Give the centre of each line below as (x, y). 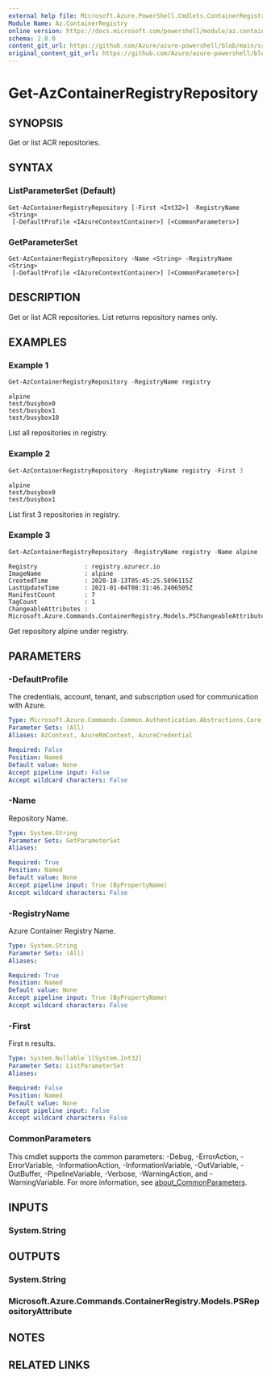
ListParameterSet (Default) (62, 191)
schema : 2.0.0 (32, 38)
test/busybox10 (34, 418)
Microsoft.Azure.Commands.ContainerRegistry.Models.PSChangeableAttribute (137, 616)
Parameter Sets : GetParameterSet (65, 841)
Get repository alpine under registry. (69, 631)
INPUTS (28, 1207)
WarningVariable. (37, 1182)
